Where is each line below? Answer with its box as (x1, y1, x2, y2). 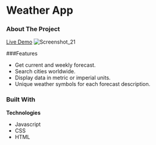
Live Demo (6, 38, 33, 45)
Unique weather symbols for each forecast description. (14, 81, 151, 88)
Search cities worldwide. (14, 68, 76, 75)
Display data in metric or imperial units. (14, 74, 111, 81)
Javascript (14, 121, 41, 128)
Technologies (6, 109, 41, 116)
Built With (6, 95, 36, 104)
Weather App (6, 4, 73, 17)
